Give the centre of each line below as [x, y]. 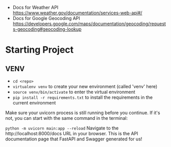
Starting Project [40, 50]
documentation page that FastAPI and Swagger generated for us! [74, 139]
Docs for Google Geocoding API [46, 18]
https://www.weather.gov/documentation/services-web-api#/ [77, 13]
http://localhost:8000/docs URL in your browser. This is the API [72, 133]
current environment [34, 103]
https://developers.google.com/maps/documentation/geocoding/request [89, 24]
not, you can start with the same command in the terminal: [67, 118]
